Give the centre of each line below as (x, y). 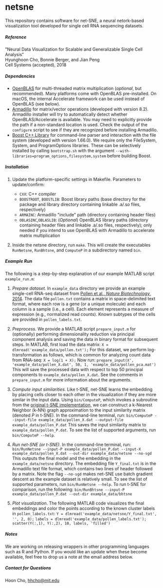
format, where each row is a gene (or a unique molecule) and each (79, 304)
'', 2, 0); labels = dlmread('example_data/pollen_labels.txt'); (79, 519)
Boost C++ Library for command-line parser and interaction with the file (84, 135)
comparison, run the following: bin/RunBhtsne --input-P (68, 489)
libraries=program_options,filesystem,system (59, 156)
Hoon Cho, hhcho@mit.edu (32, 580)
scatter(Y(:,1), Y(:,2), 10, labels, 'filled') (61, 523)
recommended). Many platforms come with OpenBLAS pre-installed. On (84, 93)
